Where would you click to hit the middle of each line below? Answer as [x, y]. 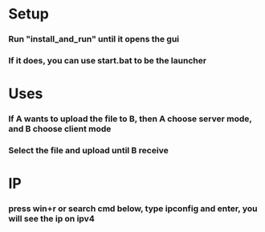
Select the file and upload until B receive [88, 151]
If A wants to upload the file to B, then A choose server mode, [130, 119]
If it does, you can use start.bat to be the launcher [108, 61]
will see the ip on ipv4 [51, 219]
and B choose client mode [60, 129]
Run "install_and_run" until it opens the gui [94, 39]
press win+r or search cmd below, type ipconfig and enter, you [133, 209]
